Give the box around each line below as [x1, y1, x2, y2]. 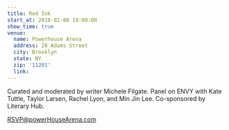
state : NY [13, 55, 42, 62]
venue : [7, 29, 26, 37]
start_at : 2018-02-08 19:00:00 [7, 17, 98, 24]
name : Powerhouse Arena [13, 36, 82, 43]
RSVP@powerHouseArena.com [7, 115, 97, 123]
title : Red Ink [7, 10, 51, 17]
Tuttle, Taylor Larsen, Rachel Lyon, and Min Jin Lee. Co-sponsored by [7, 94, 206, 102]
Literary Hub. [7, 102, 45, 110]
